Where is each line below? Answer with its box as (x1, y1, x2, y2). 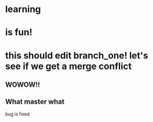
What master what (5, 97, 65, 106)
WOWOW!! (5, 80, 40, 89)
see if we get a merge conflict (5, 60, 132, 72)
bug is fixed (5, 111, 30, 117)
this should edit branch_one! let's (5, 49, 148, 61)
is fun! (5, 27, 33, 38)
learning (5, 4, 41, 15)
